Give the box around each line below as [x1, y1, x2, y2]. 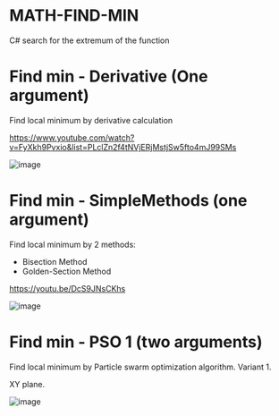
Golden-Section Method [21, 266, 112, 276]
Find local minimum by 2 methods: [9, 239, 136, 250]
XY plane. [9, 378, 46, 389]
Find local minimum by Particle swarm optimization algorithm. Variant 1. [9, 361, 272, 372]
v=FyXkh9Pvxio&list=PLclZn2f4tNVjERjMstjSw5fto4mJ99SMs [9, 141, 237, 152]
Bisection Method [21, 256, 88, 267]
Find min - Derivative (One [9, 66, 208, 87]
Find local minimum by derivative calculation [9, 115, 173, 125]
